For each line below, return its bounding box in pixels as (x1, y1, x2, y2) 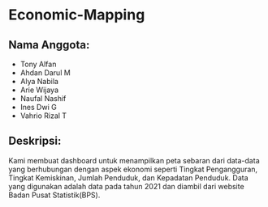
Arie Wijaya (19, 85, 59, 95)
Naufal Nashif (19, 94, 67, 103)
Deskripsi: (8, 134, 62, 148)
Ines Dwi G (19, 103, 57, 112)
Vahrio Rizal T (19, 111, 67, 120)
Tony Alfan (19, 59, 57, 69)
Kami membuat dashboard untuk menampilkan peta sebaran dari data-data (8, 155, 260, 165)
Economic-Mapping (8, 6, 145, 24)
